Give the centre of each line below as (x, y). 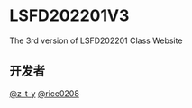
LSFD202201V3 (69, 16)
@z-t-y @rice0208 (44, 93)
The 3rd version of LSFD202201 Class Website (96, 40)
